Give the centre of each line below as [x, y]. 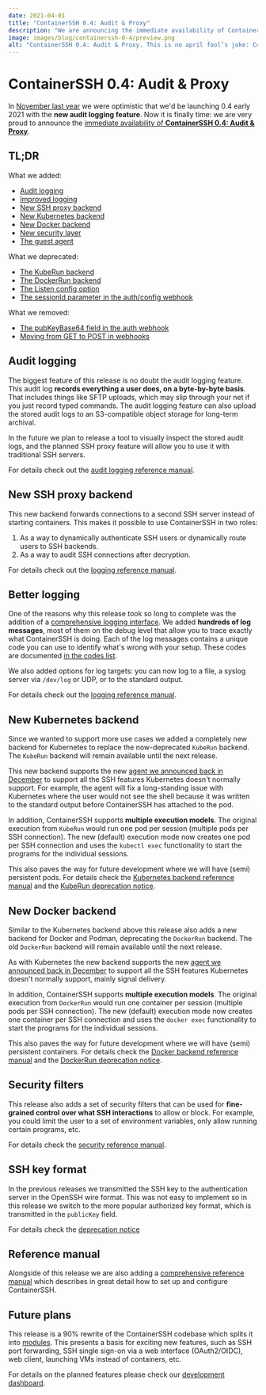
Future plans [40, 1315]
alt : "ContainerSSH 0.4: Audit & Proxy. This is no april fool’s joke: [129, 45]
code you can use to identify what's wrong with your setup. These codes [127, 647]
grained [21, 1112]
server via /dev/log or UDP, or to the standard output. [96, 680]
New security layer [50, 232]
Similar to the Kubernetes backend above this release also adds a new [123, 930]
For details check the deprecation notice [74, 1229]
